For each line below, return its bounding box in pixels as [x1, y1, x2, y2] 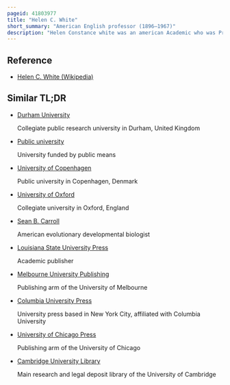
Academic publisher [16, 256, 74, 264]
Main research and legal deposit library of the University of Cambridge [16, 370, 217, 378]
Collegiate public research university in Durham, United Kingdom [16, 124, 201, 132]
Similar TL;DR [7, 92, 66, 104]
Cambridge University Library [16, 357, 101, 365]
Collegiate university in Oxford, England [16, 203, 129, 212]
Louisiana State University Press [16, 243, 108, 251]
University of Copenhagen [16, 164, 92, 172]
